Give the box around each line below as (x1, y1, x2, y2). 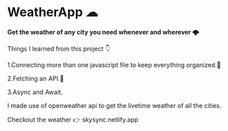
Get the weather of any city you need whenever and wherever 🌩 (7, 27, 200, 36)
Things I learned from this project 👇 (7, 44, 111, 53)
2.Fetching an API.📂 (7, 74, 65, 83)
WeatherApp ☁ (7, 4, 98, 20)
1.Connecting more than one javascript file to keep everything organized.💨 (7, 60, 221, 69)
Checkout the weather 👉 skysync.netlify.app (7, 115, 139, 123)
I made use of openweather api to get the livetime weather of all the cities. (7, 101, 222, 109)
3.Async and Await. (7, 88, 63, 96)
